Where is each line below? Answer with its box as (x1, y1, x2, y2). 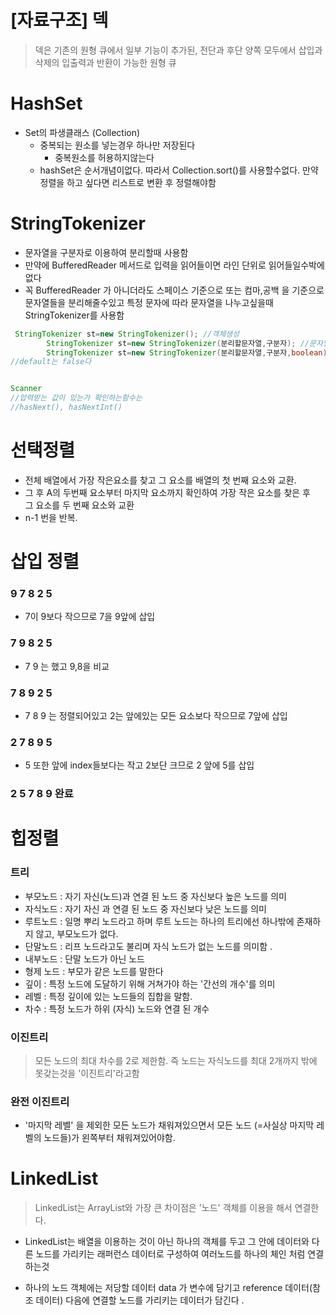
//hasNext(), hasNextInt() (10, 402, 123, 413)
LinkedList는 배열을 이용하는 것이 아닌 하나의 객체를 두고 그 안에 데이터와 (24, 1236, 310, 1248)
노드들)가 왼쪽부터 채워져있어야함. (43, 1132, 176, 1144)
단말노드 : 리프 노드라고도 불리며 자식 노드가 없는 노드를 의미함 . (24, 940, 273, 952)
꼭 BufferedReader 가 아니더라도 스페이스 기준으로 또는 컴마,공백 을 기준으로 (24, 284, 325, 296)
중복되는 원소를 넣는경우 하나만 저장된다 (39, 139, 196, 151)
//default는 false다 (10, 357, 92, 367)
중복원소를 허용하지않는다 (54, 151, 155, 163)
